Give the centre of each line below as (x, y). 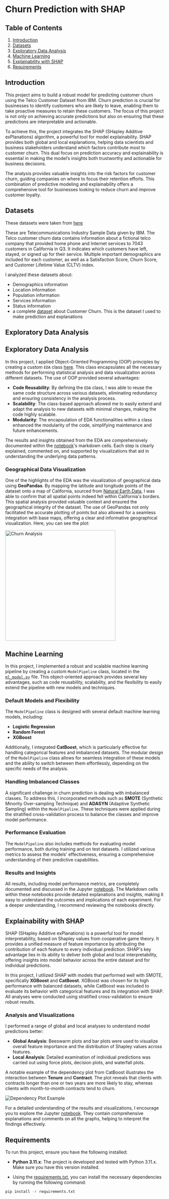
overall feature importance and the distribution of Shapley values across (87, 1047)
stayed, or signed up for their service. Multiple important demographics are (83, 254)
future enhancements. (35, 430)
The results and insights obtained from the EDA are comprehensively (76, 440)
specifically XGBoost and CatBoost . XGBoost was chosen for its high (77, 980)
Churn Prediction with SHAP (65, 9)
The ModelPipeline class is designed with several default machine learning (82, 712)
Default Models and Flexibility (42, 700)
